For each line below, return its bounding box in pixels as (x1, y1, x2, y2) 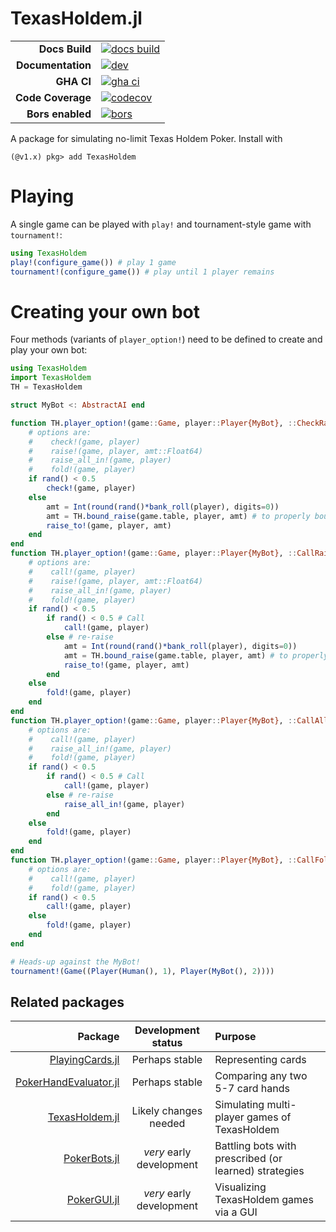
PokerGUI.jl (66, 1193, 120, 1207)
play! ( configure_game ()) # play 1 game (10, 257, 177, 267)
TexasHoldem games (214, 1193, 314, 1207)
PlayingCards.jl (49, 1053, 120, 1067)
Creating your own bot (10, 300, 200, 323)
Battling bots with (214, 1139, 297, 1153)
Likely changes (131, 1104, 203, 1118)
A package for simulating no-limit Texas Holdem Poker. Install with (10, 132, 283, 144)
